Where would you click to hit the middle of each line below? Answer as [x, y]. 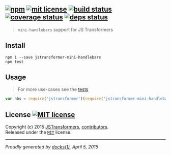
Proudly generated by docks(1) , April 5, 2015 [52, 147]
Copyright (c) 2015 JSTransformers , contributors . [57, 127]
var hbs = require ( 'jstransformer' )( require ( [54, 99]
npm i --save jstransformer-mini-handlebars [53, 57]
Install [15, 45]
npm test [15, 61]
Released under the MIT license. [39, 132]
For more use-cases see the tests [53, 89]
